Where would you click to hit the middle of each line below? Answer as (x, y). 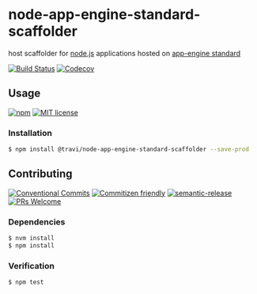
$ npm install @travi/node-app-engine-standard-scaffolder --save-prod (128, 149)
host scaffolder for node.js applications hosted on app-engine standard (125, 53)
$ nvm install (32, 239)
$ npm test (26, 282)
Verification (32, 266)
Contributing (40, 174)
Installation (30, 133)
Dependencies (37, 221)
